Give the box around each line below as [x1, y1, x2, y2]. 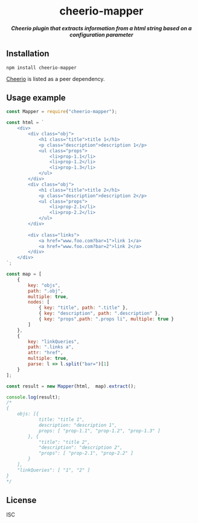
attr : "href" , [28, 349, 63, 356]
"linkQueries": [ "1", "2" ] [17, 467, 91, 473]
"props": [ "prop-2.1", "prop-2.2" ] [38, 450, 134, 456]
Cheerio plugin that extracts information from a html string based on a [11, 24, 192, 31]
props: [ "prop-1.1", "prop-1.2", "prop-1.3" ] [38, 427, 161, 434]
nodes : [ [28, 299, 50, 305]
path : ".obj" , [28, 288, 63, 294]
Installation [6, 48, 49, 59]
